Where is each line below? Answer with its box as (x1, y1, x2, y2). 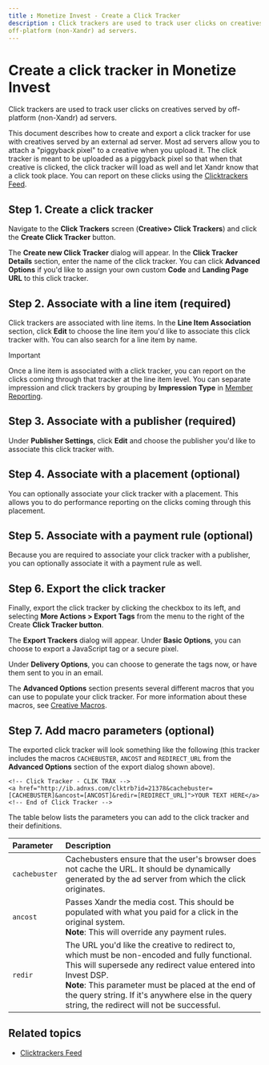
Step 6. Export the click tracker (8, 582, 166, 595)
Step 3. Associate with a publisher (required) (8, 414, 236, 428)
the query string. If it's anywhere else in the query (65, 990, 252, 1000)
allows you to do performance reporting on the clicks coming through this (8, 497, 251, 506)
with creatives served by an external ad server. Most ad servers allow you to (8, 137, 260, 146)
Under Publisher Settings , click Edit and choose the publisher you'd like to (8, 435, 256, 445)
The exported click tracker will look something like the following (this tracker (8, 745, 260, 755)
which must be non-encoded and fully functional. (65, 950, 252, 960)
